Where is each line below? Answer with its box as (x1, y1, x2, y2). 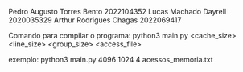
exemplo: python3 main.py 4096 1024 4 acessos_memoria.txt (8, 55, 213, 64)
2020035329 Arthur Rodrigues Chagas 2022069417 (8, 15, 182, 25)
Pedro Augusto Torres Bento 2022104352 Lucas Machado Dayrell (8, 7, 227, 16)
